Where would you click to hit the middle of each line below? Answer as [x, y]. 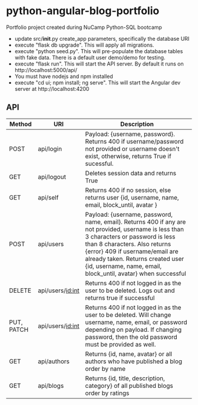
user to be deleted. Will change [128, 315]
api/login [50, 149]
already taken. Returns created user [135, 259]
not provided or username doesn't [132, 149]
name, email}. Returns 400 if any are [136, 221]
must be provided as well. [121, 344]
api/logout [52, 177]
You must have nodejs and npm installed [64, 76]
